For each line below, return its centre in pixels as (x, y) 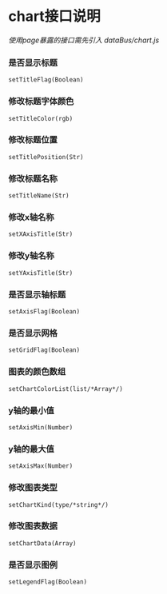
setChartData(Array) (43, 543)
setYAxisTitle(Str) (41, 273)
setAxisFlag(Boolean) (44, 312)
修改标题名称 (33, 178)
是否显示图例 (33, 564)
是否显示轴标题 (37, 294)
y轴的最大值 (31, 448)
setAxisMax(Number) (41, 466)
